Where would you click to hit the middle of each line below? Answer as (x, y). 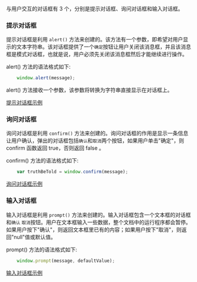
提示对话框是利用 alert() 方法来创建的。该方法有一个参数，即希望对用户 (95, 40)
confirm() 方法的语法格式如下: (42, 161)
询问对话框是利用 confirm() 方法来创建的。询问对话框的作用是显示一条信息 (97, 133)
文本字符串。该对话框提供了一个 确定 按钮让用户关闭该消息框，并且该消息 (104, 47)
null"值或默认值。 (35, 237)
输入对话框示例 (24, 273)
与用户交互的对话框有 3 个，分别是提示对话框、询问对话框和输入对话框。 (95, 9)
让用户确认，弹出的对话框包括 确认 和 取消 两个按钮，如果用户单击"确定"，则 (95, 141)
